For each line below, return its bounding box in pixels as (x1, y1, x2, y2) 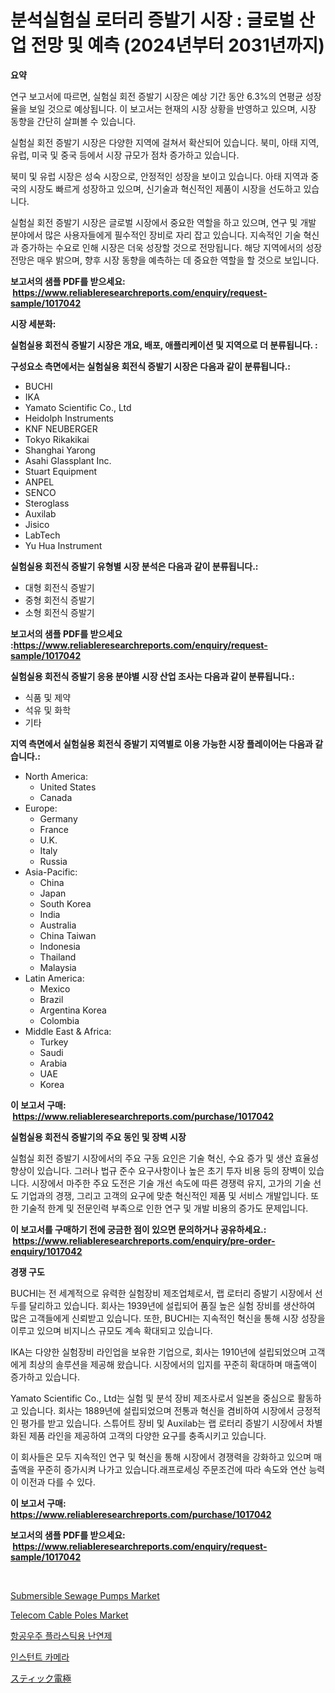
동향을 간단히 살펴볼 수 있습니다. (10, 115, 137, 127)
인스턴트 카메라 (10, 1651, 70, 1663)
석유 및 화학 (24, 704, 72, 716)
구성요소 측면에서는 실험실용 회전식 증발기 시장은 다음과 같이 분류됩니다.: (10, 360, 292, 372)
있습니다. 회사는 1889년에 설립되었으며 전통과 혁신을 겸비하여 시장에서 (20, 1404, 295, 1416)
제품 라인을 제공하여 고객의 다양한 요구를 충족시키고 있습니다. (28, 1429, 267, 1441)
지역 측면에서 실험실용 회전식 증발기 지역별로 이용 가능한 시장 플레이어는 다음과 (10, 737, 313, 750)
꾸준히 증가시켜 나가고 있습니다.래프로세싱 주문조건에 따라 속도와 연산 (36, 1463, 307, 1475)
